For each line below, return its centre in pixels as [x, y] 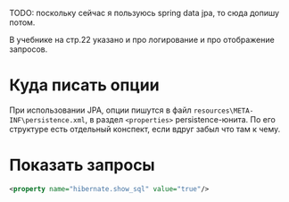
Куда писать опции [84, 85]
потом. [22, 22]
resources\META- [223, 111]
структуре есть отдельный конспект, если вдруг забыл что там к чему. [145, 129]
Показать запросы [82, 165]
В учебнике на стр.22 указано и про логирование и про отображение [142, 40]
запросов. [29, 49]
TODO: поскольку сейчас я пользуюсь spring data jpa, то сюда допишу [144, 13]
